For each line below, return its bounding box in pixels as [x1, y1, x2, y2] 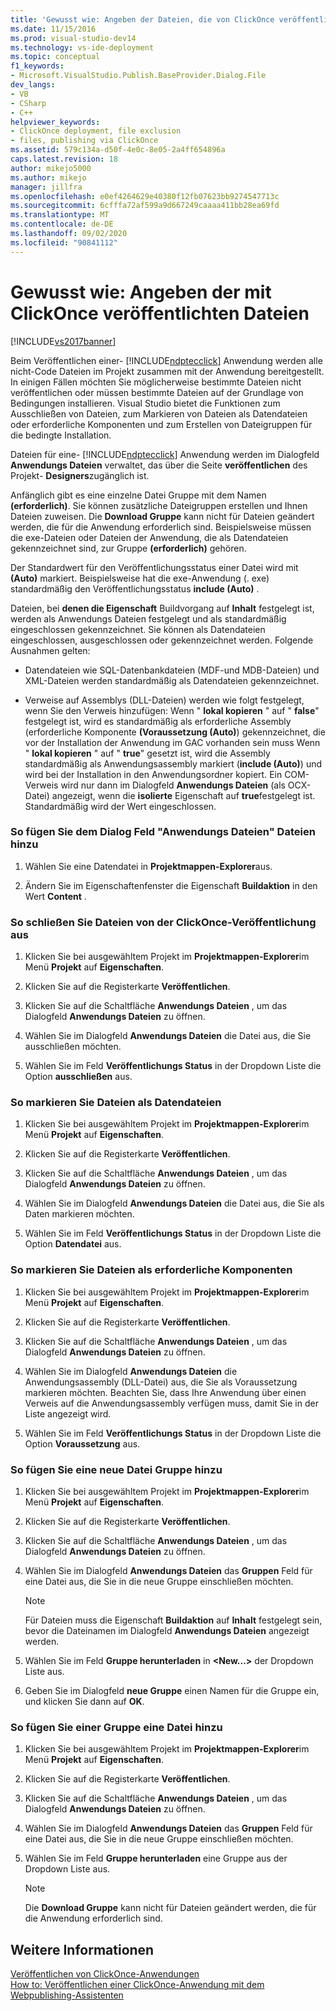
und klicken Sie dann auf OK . [24, 1696, 145, 1708]
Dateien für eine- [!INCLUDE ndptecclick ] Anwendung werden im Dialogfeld [10, 448, 320, 460]
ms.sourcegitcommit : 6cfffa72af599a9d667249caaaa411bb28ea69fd [10, 201, 280, 211]
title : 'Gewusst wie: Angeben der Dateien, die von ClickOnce [10, 14, 275, 25]
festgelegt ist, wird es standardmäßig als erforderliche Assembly [24, 715, 292, 727]
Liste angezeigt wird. [24, 1407, 112, 1420]
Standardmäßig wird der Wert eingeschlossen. [24, 800, 217, 812]
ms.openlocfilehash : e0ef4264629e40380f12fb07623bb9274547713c [10, 191, 280, 201]
